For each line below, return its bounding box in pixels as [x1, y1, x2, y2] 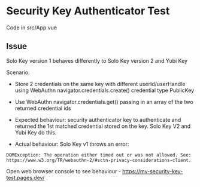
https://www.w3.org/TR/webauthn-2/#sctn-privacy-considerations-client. [6, 157, 192, 163]
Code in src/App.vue [6, 24, 57, 31]
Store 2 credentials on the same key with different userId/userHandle [14, 80, 186, 87]
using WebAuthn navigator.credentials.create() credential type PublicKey [14, 87, 195, 94]
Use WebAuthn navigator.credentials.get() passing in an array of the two [14, 98, 193, 105]
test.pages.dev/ [6, 174, 45, 181]
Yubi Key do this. [14, 128, 57, 136]
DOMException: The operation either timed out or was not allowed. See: [6, 152, 192, 158]
